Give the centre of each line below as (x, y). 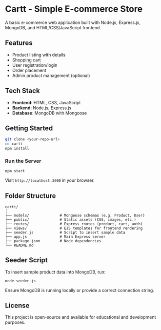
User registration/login (35, 65)
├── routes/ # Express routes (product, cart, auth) (74, 224)
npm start (15, 171)
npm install (17, 149)
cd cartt (14, 144)
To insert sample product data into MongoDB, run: (55, 272)
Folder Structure (30, 196)
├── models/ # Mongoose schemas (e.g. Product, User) (75, 215)
